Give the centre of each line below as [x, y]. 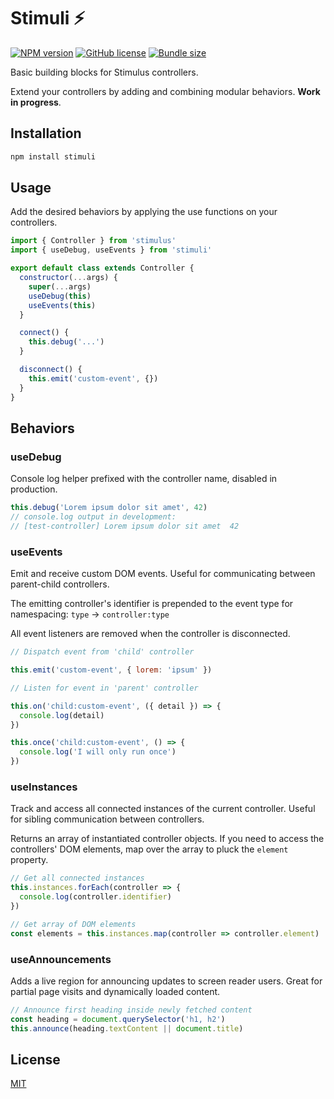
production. [34, 489]
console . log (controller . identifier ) [95, 897]
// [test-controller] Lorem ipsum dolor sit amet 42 [125, 526]
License [35, 1059]
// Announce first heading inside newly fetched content [131, 1010]
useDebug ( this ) [60, 296]
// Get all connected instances [77, 878]
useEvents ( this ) [62, 305]
